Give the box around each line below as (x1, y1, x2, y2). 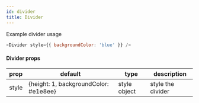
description (153, 69, 187, 78)
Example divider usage (6, 30, 62, 37)
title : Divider (6, 14, 44, 20)
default (60, 69, 81, 78)
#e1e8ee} (28, 87, 56, 95)
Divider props (6, 54, 40, 62)
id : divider (6, 8, 36, 15)
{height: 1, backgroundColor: (28, 79, 109, 88)
